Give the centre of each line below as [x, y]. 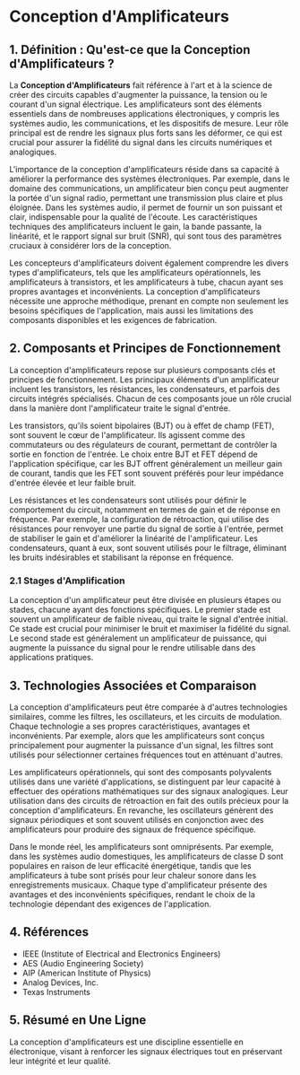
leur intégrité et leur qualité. [60, 1061]
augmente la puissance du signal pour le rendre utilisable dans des [133, 648]
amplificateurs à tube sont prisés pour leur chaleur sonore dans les [133, 875]
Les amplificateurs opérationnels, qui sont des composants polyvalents [141, 772]
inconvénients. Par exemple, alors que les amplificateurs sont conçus [137, 735]
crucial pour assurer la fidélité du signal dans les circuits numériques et [141, 142]
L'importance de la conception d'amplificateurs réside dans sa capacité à [145, 169]
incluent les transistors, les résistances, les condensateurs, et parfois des [145, 389]
